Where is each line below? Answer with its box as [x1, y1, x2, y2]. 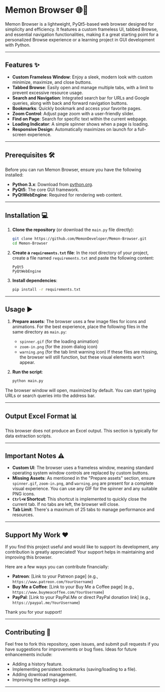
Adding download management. [12, 671, 77, 677]
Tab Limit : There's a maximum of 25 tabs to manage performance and [12, 507, 155, 513]
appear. [19, 359, 35, 365]
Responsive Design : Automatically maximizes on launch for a [12, 126, 137, 132]
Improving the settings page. [12, 677, 71, 683]
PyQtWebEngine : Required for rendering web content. [12, 192, 123, 198]
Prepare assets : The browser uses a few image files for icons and [12, 318, 146, 324]
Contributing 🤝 [5, 628, 51, 636]
